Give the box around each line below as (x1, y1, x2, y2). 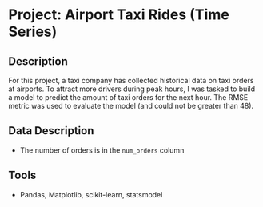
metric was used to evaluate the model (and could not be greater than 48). (8, 102, 254, 110)
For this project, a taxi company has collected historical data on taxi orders (8, 76, 254, 85)
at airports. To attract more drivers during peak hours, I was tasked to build (8, 84, 256, 94)
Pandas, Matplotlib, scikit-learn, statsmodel (19, 189, 163, 199)
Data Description (8, 124, 94, 137)
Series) (8, 22, 58, 41)
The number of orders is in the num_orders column (19, 145, 185, 155)
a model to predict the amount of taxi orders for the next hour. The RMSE (8, 93, 249, 102)
